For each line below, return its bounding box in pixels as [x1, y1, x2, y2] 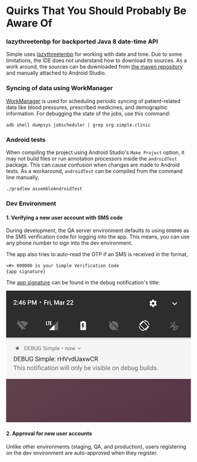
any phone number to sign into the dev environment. [6, 239, 133, 247]
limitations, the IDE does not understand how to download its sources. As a [6, 57, 187, 64]
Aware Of [6, 16, 53, 30]
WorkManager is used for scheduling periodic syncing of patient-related [6, 97, 181, 104]
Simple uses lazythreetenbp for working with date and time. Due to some [6, 51, 182, 58]
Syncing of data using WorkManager [6, 84, 113, 92]
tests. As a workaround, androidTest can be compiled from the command [6, 168, 183, 175]
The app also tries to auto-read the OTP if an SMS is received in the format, [6, 251, 189, 258]
